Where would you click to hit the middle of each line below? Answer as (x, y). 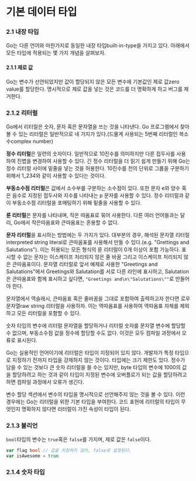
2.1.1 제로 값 (20, 67)
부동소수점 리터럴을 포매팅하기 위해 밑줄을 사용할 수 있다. (77, 202)
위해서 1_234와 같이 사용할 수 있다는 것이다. (56, 176)
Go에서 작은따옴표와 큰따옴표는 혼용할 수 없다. (66, 222)
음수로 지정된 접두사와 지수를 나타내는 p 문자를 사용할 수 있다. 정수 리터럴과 (98, 195)
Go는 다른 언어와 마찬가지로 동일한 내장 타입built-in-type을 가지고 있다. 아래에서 (98, 46)
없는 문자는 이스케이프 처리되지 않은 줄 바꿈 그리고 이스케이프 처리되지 (103, 257)
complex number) (32, 141)
